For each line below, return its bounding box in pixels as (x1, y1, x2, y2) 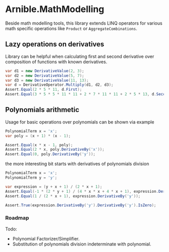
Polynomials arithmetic (5, 105, 79, 114)
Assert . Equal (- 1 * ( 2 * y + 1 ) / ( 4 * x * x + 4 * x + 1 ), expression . (5, 189, 159, 194)
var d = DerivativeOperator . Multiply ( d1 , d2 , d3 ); (5, 82, 114, 87)
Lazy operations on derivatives (5, 40, 105, 49)
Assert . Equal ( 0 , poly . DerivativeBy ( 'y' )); (5, 152, 96, 157)
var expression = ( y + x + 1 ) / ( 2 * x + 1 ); (5, 184, 103, 189)
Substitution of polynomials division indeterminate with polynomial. (12, 241, 152, 247)
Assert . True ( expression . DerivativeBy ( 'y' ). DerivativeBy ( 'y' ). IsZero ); (5, 202, 156, 208)
